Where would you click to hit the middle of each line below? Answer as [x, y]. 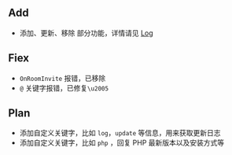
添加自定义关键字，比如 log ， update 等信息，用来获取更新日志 [120, 133]
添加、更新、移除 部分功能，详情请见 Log [86, 33]
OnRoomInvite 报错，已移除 [63, 78]
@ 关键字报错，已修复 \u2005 [64, 88]
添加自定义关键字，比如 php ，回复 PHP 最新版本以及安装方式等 [122, 143]
